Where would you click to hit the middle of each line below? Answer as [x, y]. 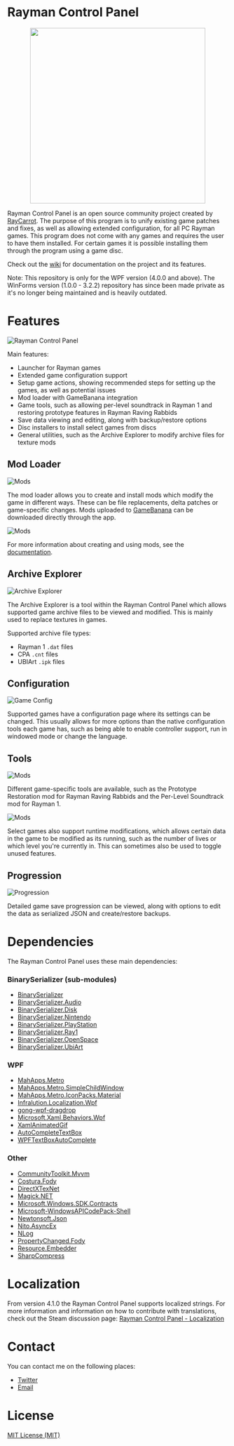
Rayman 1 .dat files [45, 646]
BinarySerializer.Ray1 [48, 1032]
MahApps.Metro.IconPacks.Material [69, 1095]
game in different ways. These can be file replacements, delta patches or [113, 502]
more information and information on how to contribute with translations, [112, 1311]
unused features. [32, 854]
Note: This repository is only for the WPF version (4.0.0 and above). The [111, 277]
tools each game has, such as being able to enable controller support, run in [117, 729]
